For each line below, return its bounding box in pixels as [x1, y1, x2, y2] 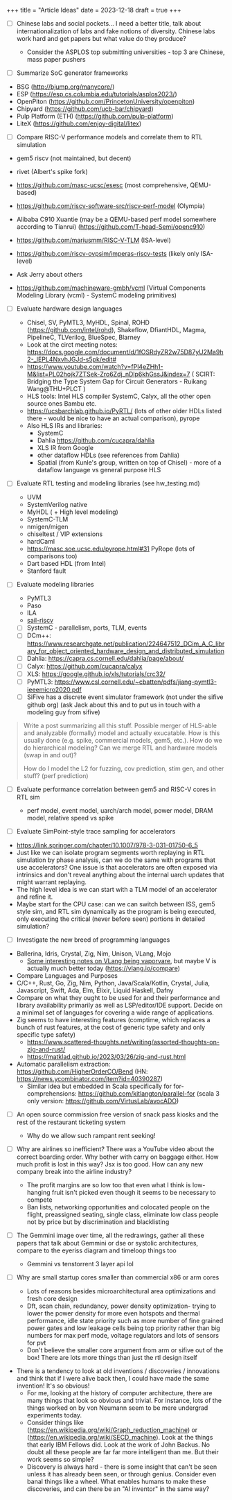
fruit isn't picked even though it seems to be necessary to [51, 1189, 216, 1197]
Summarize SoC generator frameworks [16, 69, 129, 77]
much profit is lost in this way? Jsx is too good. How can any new [16, 1160, 204, 1169]
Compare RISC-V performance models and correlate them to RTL [16, 133, 203, 141]
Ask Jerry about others [16, 270, 83, 279]
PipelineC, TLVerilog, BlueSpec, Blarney [26, 333, 141, 342]
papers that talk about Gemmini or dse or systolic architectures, [16, 1239, 199, 1248]
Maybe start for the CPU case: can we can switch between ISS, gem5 [16, 899, 215, 908]
